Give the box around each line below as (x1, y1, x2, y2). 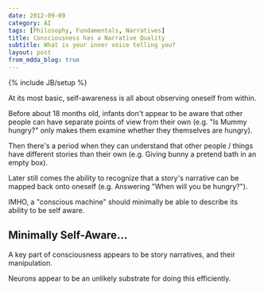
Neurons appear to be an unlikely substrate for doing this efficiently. (8, 274, 231, 283)
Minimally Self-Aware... (8, 228, 128, 242)
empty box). (8, 157, 49, 167)
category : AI (8, 19, 52, 27)
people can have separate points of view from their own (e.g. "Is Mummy (8, 117, 247, 126)
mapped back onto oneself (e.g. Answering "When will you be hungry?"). (8, 181, 248, 191)
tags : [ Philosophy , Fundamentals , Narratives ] (8, 26, 165, 34)
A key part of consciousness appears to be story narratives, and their (8, 250, 236, 259)
